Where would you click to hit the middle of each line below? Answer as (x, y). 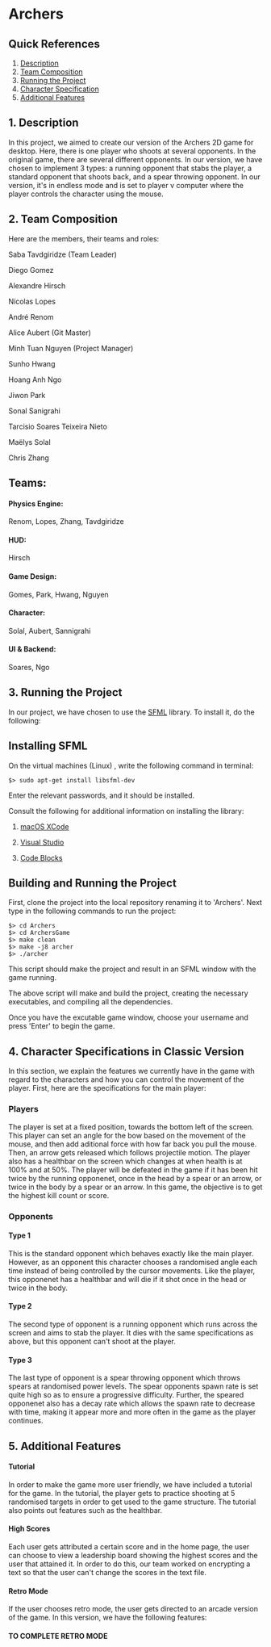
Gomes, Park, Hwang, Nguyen (58, 594)
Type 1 (19, 1235)
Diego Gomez (31, 270)
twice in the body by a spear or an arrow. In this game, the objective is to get (135, 1187)
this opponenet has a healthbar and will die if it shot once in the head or (128, 1279)
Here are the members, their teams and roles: (84, 238)
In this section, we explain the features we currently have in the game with (132, 1071)
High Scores (29, 1529)
